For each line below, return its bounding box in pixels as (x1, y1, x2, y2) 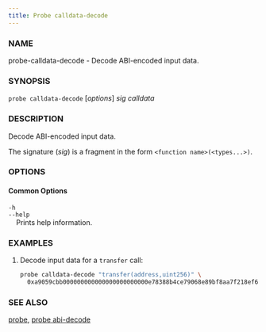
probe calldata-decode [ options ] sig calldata (8, 93, 155, 103)
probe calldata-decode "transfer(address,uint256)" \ (19, 270, 202, 278)
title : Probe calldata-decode (8, 11, 109, 20)
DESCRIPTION (8, 113, 64, 124)
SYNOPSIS (8, 75, 51, 86)
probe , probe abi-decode (8, 315, 91, 324)
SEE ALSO (8, 296, 48, 307)
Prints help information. (15, 217, 93, 227)
